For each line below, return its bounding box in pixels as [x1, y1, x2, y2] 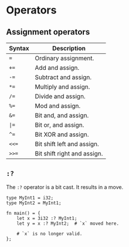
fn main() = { [6, 210, 41, 216]
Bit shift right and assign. [35, 150, 103, 157]
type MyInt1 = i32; [6, 195, 54, 201]
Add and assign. [35, 64, 80, 72]
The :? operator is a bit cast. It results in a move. [6, 183, 124, 191]
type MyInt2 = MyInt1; [6, 200, 62, 206]
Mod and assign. [35, 102, 81, 110]
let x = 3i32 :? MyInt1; [16, 215, 77, 221]
